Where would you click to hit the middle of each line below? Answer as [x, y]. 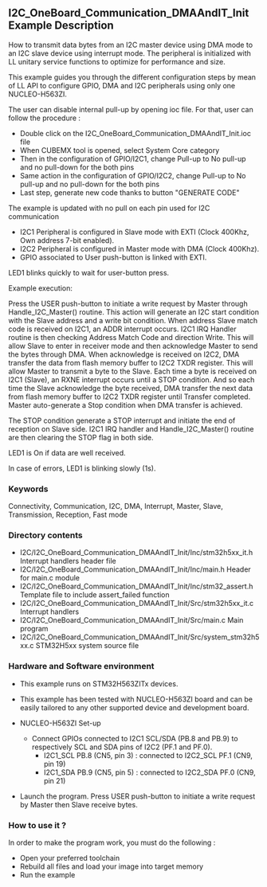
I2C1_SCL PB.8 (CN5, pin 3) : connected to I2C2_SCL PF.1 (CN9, [148, 755]
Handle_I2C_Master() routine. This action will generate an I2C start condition [133, 312]
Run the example [47, 875]
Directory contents [46, 535]
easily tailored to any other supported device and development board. [134, 707]
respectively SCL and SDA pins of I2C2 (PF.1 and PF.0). [122, 747]
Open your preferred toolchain [70, 858]
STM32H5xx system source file [87, 646]
